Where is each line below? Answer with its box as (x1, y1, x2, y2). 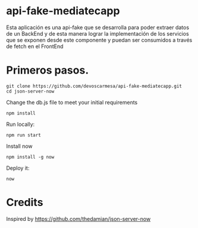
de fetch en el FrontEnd (6, 43, 64, 50)
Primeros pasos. (6, 64, 89, 77)
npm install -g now (6, 154, 55, 160)
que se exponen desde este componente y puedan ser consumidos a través (6, 36, 193, 43)
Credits (6, 196, 43, 209)
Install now (6, 142, 33, 150)
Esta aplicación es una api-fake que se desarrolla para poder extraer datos (6, 24, 189, 31)
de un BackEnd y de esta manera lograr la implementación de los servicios (6, 30, 189, 37)
